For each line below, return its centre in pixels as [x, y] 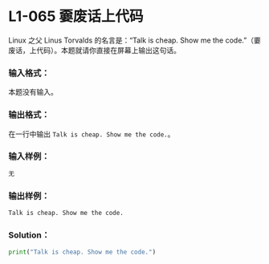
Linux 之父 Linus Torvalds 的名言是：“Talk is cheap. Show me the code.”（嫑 [134, 40]
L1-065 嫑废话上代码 [76, 16]
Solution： [29, 235]
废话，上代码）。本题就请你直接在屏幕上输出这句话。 [94, 50]
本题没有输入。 [33, 92]
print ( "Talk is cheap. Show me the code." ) [82, 252]
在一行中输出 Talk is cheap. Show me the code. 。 [92, 134]
